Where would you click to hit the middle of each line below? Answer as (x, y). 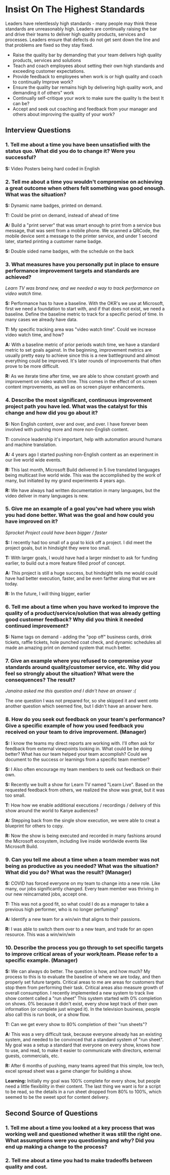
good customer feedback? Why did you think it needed (74, 620)
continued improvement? (37, 626)
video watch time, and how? (35, 335)
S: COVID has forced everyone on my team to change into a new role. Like (83, 883)
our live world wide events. (33, 460)
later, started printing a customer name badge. (54, 241)
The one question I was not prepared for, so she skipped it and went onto (82, 701)
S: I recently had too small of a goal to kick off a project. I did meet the (79, 542)
